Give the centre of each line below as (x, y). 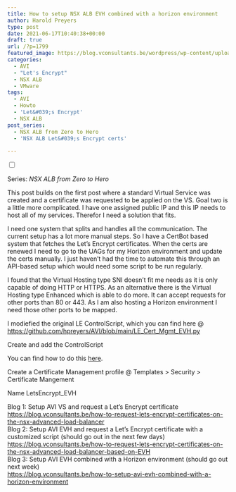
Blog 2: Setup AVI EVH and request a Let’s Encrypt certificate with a (105, 429)
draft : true (25, 40)
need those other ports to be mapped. (63, 310)
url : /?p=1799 (28, 47)
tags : (15, 92)
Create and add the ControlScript (55, 345)
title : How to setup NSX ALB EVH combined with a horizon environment (113, 14)
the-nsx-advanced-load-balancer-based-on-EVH (79, 452)
